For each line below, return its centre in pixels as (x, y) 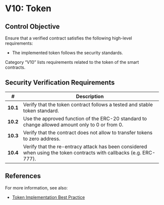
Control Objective (32, 27)
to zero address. (42, 138)
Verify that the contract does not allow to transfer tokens (88, 132)
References (23, 176)
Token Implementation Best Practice (49, 197)
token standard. (41, 111)
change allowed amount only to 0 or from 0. (73, 125)
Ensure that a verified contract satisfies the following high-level (69, 38)
